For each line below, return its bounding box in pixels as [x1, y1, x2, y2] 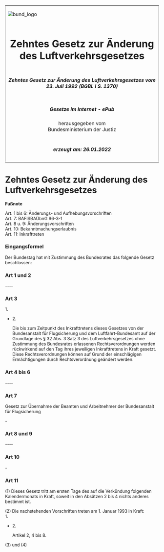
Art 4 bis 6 [5, 369, 31, 376]
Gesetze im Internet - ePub [49, 105, 115, 112]
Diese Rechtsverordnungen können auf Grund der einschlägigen [12, 351, 142, 357]
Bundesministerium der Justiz [48, 126, 116, 133]
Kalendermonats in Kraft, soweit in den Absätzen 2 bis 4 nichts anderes [5, 493, 149, 499]
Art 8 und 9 [5, 430, 33, 437]
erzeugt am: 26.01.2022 [53, 146, 111, 152]
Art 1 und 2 [5, 272, 31, 278]
